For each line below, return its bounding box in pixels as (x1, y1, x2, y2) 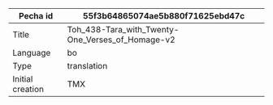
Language (12, 48, 51, 58)
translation (67, 61, 108, 71)
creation (12, 84, 45, 94)
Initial (12, 73, 33, 84)
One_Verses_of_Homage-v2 (67, 34, 176, 45)
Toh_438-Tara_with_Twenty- (67, 24, 180, 35)
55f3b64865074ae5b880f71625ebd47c (82, 10, 245, 21)
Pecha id (19, 10, 54, 21)
